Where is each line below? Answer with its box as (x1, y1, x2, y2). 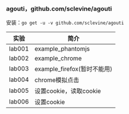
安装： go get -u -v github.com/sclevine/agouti (6, 19, 124, 26)
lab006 (9, 98, 29, 106)
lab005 (9, 86, 29, 95)
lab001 (9, 45, 29, 53)
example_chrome (34, 54, 82, 62)
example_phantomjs (34, 45, 90, 53)
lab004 (9, 76, 29, 84)
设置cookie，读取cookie (34, 87, 101, 95)
